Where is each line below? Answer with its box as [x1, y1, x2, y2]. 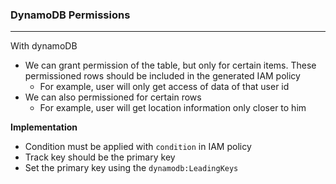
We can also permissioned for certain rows [24, 91, 202, 103]
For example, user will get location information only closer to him [39, 102, 307, 114]
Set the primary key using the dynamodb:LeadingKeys [24, 162, 239, 174]
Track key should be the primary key [24, 151, 176, 163]
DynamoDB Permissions [10, 8, 131, 22]
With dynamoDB [10, 40, 78, 52]
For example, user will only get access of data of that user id [39, 81, 290, 93]
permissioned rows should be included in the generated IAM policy [24, 70, 301, 82]
